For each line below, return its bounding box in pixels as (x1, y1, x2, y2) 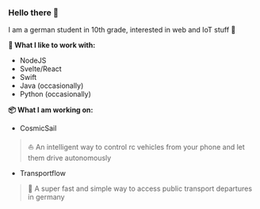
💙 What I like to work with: (8, 40, 96, 50)
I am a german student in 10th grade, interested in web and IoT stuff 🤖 (8, 25, 236, 35)
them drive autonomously (27, 154, 112, 163)
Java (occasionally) (19, 81, 84, 90)
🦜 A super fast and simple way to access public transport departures (27, 184, 252, 193)
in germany (27, 192, 65, 202)
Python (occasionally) (19, 89, 91, 99)
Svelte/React (19, 64, 62, 74)
